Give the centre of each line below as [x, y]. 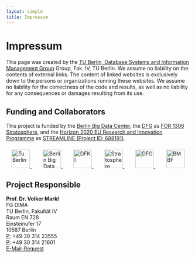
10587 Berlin [21, 230]
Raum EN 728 [23, 217]
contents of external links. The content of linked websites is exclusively [92, 74]
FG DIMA [17, 205]
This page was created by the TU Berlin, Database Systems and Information [97, 62]
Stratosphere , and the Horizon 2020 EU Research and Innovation [84, 132]
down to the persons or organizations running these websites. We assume [96, 81]
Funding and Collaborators [56, 112]
